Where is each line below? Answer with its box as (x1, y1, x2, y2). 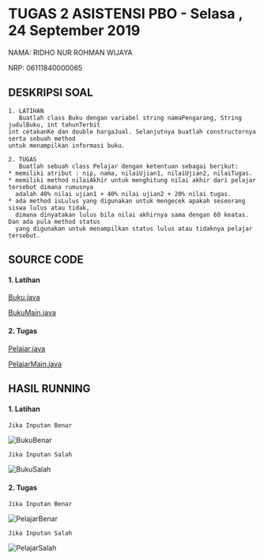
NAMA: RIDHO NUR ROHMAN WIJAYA (8, 47, 133, 57)
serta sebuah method (8, 134, 77, 142)
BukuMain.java (8, 308, 57, 317)
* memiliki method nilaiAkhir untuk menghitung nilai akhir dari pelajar (8, 176, 257, 184)
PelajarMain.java (8, 359, 62, 369)
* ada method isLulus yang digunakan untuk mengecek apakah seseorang (8, 197, 246, 205)
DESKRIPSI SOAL (8, 86, 93, 100)
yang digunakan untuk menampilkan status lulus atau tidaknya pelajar (15, 225, 253, 233)
